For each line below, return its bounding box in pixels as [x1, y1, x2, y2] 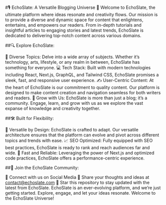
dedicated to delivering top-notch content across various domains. [5, 33, 142, 39]
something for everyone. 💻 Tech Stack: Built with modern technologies [5, 65, 151, 71]
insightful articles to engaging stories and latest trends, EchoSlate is [5, 27, 144, 33]
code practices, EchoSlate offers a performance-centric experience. [5, 155, 145, 161]
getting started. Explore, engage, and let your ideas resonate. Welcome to [5, 190, 156, 196]
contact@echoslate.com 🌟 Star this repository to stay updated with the [5, 180, 150, 185]
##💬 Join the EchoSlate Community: [5, 165, 79, 170]
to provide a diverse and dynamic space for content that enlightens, [5, 17, 144, 23]
